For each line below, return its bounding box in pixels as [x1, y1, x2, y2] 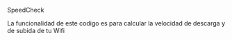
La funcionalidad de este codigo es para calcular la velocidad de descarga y [7, 19, 226, 27]
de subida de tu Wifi [7, 27, 65, 34]
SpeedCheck [7, 6, 44, 14]
